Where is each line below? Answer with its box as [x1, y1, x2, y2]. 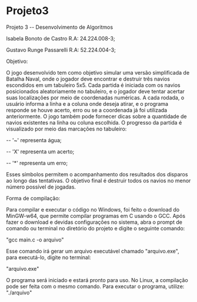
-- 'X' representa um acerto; [6, 148, 75, 155]
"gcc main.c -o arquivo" [6, 236, 64, 243]
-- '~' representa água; [6, 136, 62, 143]
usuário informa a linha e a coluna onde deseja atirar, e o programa [6, 100, 169, 107]
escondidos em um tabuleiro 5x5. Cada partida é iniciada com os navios [6, 81, 181, 89]
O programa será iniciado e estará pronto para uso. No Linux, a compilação [6, 276, 188, 283]
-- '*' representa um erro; [6, 159, 68, 166]
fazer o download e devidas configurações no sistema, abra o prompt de [6, 219, 182, 226]
